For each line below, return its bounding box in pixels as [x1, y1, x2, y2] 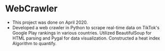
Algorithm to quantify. [12, 40, 57, 46]
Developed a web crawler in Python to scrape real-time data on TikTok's [12, 24, 160, 30]
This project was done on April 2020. [12, 19, 88, 25]
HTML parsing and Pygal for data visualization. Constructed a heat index [12, 35, 161, 41]
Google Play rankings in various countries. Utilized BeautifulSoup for [12, 30, 152, 36]
